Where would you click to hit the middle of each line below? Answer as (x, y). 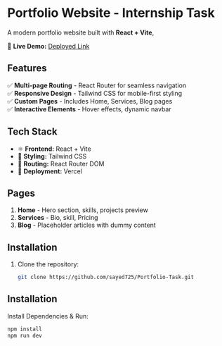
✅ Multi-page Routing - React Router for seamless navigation (97, 85)
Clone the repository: (48, 264)
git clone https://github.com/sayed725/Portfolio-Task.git (106, 277)
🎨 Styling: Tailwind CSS (52, 156)
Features (27, 68)
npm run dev (25, 335)
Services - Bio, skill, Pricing (58, 218)
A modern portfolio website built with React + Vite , (81, 32)
